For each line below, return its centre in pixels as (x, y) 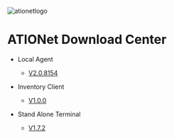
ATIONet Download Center (87, 40)
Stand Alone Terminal (49, 114)
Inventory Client (41, 87)
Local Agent (35, 59)
